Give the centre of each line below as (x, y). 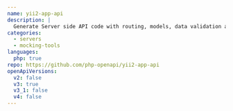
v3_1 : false (31, 90)
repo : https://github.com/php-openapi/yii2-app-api (83, 65)
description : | (29, 20)
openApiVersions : (32, 71)
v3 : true (26, 84)
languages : (23, 52)
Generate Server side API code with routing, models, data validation (118, 26)
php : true (27, 59)
